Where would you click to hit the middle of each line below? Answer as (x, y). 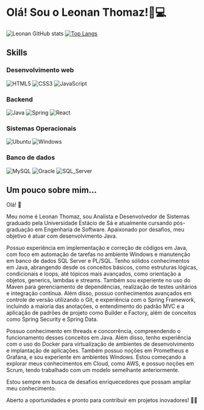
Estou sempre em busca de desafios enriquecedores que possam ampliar (99, 382)
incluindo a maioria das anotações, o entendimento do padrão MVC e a (95, 306)
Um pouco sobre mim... (52, 190)
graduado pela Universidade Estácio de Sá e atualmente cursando (89, 223)
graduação (20, 230)
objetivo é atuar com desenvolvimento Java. (62, 236)
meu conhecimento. (31, 389)
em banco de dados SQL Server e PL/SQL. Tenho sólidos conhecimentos (98, 261)
